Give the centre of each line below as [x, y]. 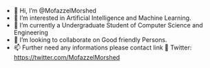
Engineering [31, 32]
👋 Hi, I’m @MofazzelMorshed [55, 11]
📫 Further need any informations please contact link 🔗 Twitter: [103, 47]
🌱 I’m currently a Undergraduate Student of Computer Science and [108, 25]
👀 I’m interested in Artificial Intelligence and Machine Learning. [102, 18]
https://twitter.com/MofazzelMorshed [67, 57]
